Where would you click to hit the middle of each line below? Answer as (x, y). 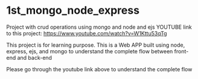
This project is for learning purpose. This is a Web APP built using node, (96, 45)
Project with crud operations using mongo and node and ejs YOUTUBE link (99, 27)
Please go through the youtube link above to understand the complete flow (99, 69)
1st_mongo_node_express (73, 10)
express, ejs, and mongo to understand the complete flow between (90, 51)
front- (181, 51)
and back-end (35, 57)
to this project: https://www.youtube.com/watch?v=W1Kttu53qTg (87, 33)
